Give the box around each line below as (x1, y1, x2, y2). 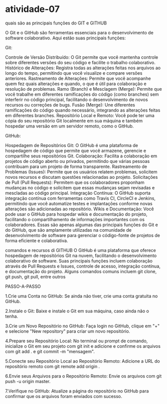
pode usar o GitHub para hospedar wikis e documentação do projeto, (5, 211, 148, 217)
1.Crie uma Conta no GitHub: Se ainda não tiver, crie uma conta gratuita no (5, 293, 158, 299)
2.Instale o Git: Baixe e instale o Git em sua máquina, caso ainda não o (5, 308, 150, 314)
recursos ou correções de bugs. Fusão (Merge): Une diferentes (5, 102, 136, 108)
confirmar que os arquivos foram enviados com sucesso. (5, 393, 122, 399)
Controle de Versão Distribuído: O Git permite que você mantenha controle (5, 54, 159, 60)
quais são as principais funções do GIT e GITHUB (5, 20, 107, 26)
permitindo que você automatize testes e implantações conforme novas (5, 200, 153, 206)
